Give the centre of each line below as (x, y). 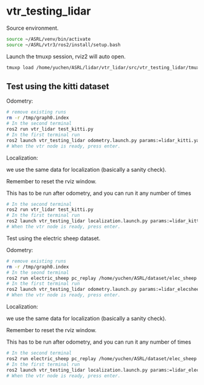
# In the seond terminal (38, 272)
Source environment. (32, 28)
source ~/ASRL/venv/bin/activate (49, 39)
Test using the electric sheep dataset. (53, 238)
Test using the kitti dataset (58, 86)
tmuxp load (20, 67)
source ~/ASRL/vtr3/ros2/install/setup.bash (63, 45)
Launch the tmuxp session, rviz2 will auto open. (66, 56)
